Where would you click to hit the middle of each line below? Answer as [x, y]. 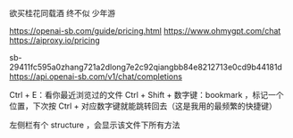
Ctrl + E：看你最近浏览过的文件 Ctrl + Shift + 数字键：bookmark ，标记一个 [146, 95]
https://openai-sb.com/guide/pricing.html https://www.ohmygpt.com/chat [145, 31]
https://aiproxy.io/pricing [54, 40]
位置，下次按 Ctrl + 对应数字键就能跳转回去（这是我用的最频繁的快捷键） [143, 106]
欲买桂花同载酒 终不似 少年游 [63, 13]
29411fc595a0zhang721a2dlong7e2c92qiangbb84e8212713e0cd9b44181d [146, 67]
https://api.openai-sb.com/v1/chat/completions [96, 77]
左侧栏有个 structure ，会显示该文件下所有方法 [95, 125]
